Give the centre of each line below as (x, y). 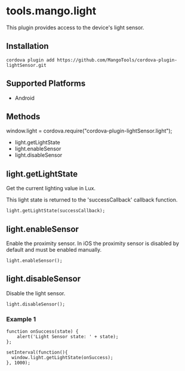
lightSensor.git (26, 65)
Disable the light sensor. (36, 293)
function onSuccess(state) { (42, 332)
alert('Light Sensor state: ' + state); (68, 337)
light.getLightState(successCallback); (56, 211)
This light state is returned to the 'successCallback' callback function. (92, 200)
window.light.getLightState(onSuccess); (62, 358)
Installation (27, 46)
